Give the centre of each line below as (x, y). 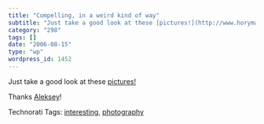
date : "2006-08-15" (40, 45)
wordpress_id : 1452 (40, 60)
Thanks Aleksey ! (35, 97)
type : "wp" (26, 52)
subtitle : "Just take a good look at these (81, 23)
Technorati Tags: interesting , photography (76, 111)
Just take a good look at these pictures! (72, 81)
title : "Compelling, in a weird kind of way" (84, 15)
